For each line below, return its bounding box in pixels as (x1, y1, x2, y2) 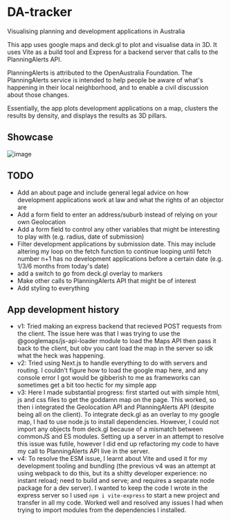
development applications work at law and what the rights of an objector (17, 195, 224, 204)
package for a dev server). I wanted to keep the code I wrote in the (17, 484, 208, 492)
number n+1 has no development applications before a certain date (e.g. (17, 254, 223, 263)
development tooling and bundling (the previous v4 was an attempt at (17, 461, 216, 470)
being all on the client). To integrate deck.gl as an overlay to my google (17, 410, 220, 419)
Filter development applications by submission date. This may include (17, 239, 216, 248)
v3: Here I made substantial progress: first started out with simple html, (17, 388, 220, 396)
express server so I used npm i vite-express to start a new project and (17, 491, 220, 500)
